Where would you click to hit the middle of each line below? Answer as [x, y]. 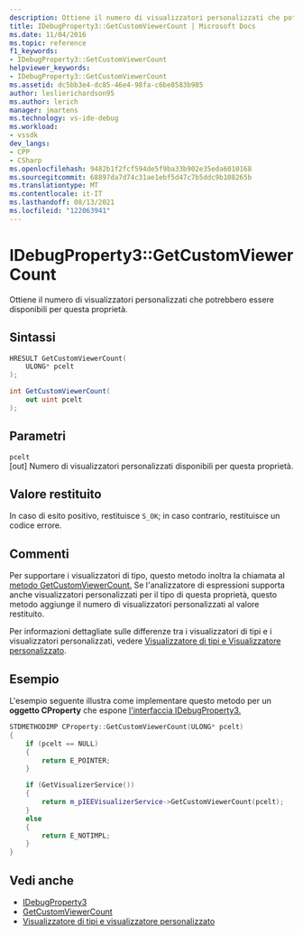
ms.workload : [34, 127]
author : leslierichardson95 [62, 93]
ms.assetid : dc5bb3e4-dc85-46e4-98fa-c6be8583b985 [106, 85]
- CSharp [26, 160]
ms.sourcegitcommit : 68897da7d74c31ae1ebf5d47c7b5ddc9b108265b [131, 177]
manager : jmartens [44, 110]
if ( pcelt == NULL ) [62, 744]
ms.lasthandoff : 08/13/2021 [62, 203]
